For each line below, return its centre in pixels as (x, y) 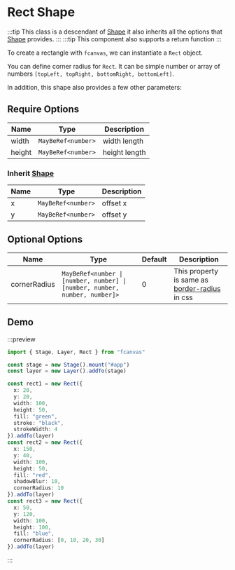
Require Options (43, 109)
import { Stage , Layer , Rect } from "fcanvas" (76, 352)
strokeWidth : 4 (36, 429)
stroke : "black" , (39, 423)
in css (184, 297)
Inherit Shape (31, 173)
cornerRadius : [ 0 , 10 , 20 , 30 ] (59, 541)
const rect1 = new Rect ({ (45, 384)
